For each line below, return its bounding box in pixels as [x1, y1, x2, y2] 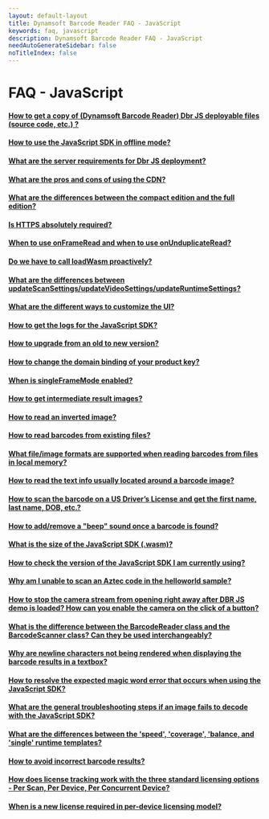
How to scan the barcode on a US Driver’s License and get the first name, [8, 494, 257, 504]
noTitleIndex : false [8, 49, 78, 57]
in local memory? [8, 457, 67, 467]
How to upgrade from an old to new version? [8, 338, 159, 348]
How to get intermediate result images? [8, 394, 143, 403]
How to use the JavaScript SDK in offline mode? [8, 137, 171, 147]
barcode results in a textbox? [8, 657, 108, 667]
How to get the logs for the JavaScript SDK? [8, 320, 158, 330]
